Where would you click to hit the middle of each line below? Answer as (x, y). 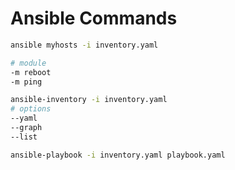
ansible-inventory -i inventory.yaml (89, 100)
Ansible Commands (94, 18)
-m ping (26, 82)
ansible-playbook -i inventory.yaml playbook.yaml (118, 155)
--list (24, 137)
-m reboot (31, 72)
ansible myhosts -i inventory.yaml (84, 45)
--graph (26, 128)
